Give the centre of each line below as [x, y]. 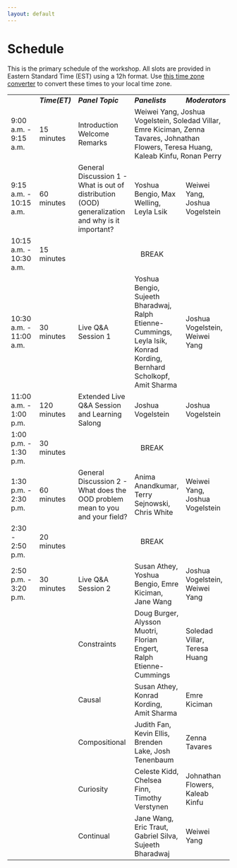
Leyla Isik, [151, 340]
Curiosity [93, 789]
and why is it [99, 220]
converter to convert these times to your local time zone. [90, 83]
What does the [102, 490]
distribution [97, 194]
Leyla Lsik [151, 212]
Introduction [98, 125]
